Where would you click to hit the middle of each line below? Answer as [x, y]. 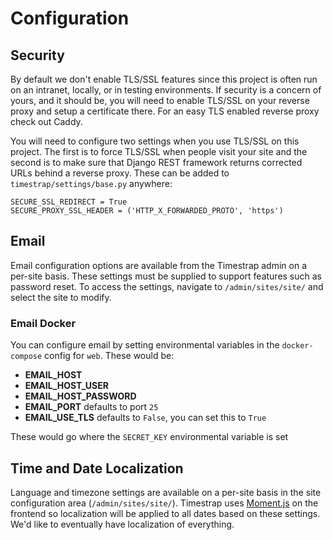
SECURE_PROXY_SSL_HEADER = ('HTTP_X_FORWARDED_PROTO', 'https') [147, 211]
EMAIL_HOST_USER [66, 386]
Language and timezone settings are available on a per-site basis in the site [166, 492]
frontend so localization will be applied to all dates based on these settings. [165, 513]
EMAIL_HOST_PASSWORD [80, 396]
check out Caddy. [46, 121]
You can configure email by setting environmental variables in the [145, 345]
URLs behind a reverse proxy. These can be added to [120, 173]
